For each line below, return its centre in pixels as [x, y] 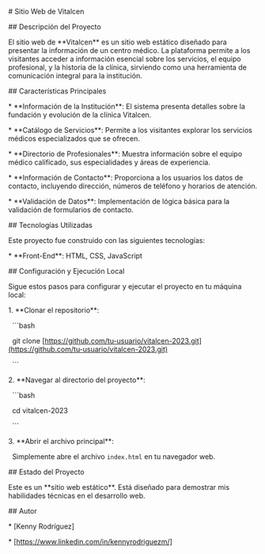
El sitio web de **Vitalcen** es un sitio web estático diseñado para [117, 42]
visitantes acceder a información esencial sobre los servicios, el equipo [125, 59]
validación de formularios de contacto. [71, 210]
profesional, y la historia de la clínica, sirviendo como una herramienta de [127, 67]
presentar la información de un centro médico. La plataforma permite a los [129, 50]
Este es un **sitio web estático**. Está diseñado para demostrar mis [119, 487]
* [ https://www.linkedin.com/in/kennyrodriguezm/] [90, 542]
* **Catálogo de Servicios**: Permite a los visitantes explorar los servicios [131, 130]
